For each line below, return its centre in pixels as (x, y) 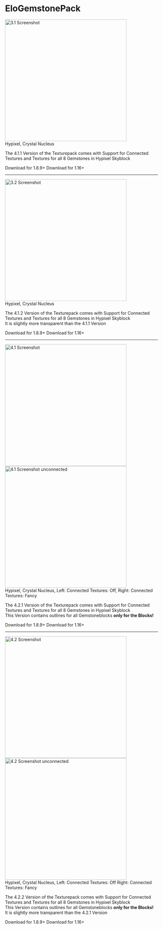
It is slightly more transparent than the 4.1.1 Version (56, 323)
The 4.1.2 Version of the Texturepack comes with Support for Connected (77, 313)
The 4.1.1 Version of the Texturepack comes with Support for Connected (77, 153)
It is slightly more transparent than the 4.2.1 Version (56, 912)
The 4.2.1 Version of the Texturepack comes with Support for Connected (77, 605)
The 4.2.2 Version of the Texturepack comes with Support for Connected (78, 897)
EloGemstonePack (43, 9)
